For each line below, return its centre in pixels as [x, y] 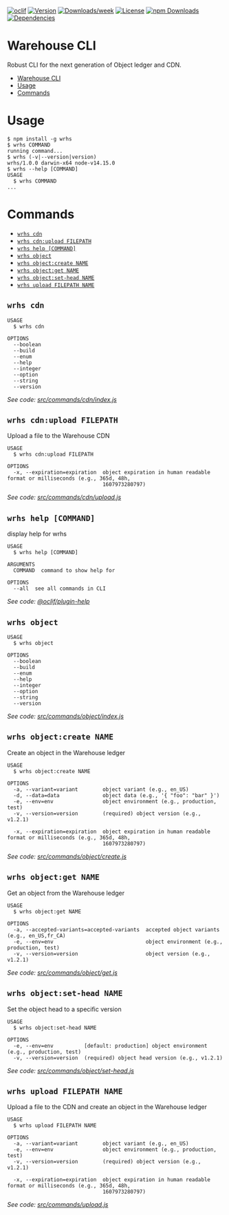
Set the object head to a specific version [64, 1009]
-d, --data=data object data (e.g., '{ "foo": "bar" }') [117, 795]
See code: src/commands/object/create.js [67, 856]
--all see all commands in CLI [60, 589]
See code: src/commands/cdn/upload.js [64, 497]
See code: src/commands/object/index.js [65, 717]
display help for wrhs [37, 534]
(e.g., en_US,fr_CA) [37, 936]
